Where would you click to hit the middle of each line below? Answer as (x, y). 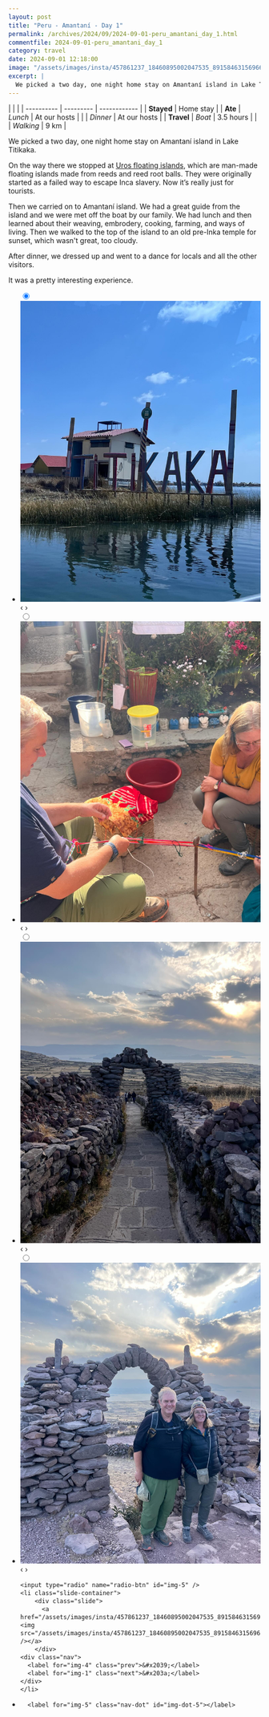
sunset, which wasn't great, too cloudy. (73, 240)
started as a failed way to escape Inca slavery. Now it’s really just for (121, 182)
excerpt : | (26, 76)
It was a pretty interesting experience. (71, 280)
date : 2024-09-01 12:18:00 (53, 59)
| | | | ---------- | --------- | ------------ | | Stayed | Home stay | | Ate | (125, 108)
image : (19, 68)
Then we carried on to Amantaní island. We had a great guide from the (124, 206)
